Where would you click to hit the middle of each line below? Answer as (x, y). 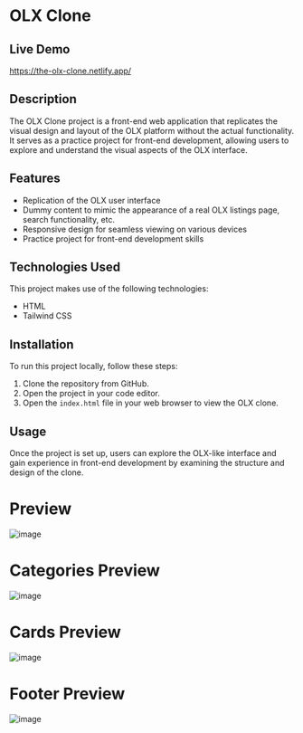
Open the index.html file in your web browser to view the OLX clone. (150, 403)
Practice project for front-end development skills (113, 238)
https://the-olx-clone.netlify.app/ (71, 71)
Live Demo (40, 49)
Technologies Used (65, 267)
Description (43, 99)
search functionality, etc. (69, 219)
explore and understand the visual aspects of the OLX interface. (129, 149)
